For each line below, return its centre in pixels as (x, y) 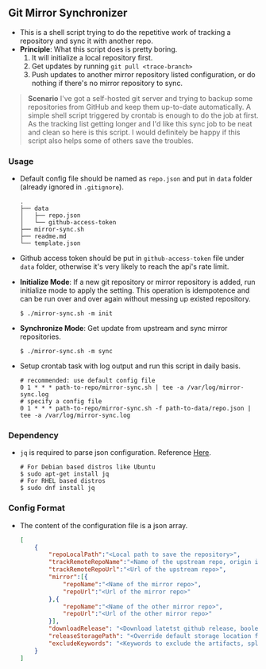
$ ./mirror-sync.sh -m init (66, 313)
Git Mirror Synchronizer (68, 13)
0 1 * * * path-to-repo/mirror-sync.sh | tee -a (102, 388)
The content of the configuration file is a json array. (104, 525)
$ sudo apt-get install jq (64, 474)
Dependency (34, 435)
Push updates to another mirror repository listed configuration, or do (143, 74)
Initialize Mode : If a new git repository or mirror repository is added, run (137, 282)
